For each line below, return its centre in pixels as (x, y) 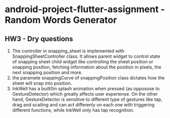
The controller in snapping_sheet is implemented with (68, 51)
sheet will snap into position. (42, 83)
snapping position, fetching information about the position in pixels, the (87, 67)
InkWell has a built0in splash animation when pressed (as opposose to (86, 89)
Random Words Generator (61, 20)
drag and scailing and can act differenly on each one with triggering (83, 105)
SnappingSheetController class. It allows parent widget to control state (86, 56)
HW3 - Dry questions (39, 39)
